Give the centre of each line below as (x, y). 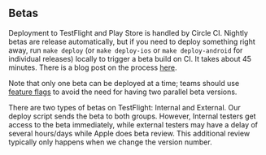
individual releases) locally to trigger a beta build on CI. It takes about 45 (130, 58)
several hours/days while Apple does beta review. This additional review (129, 133)
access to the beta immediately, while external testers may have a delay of (133, 124)
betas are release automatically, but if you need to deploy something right (132, 41)
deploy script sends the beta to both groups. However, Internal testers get (132, 116)
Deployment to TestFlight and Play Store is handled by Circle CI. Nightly (128, 32)
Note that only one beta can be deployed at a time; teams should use (124, 83)
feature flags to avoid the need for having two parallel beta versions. (123, 92)
